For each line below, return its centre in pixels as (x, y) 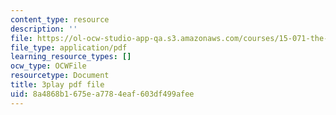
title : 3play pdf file (57, 85)
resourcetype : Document (60, 76)
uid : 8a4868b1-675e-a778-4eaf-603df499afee (102, 94)
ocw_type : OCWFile (48, 66)
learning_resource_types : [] (71, 57)
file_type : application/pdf (69, 47)
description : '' (44, 29)
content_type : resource (60, 19)
